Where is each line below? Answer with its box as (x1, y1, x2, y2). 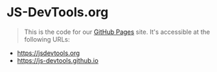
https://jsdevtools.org (16, 49, 80, 57)
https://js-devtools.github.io (16, 56, 99, 64)
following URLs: (23, 35, 70, 43)
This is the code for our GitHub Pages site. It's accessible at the (23, 28, 211, 36)
